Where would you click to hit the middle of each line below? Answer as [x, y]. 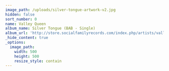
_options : [16, 42]
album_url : [17, 33]
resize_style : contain [38, 61]
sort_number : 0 [21, 19]
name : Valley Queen [26, 24]
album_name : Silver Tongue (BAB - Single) [50, 28]
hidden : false [20, 14]
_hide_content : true [27, 38]
